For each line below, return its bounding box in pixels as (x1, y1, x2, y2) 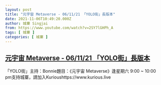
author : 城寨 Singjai (5, 21, 48, 26)
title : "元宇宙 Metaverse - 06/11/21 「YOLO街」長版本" (5, 12, 116, 17)
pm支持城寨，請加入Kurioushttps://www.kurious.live (5, 74, 111, 80)
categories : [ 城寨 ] (5, 35, 48, 40)
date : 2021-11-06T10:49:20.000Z (5, 16, 71, 21)
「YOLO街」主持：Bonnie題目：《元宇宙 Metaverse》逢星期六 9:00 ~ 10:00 (5, 68, 156, 74)
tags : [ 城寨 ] (5, 30, 35, 35)
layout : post (5, 7, 32, 12)
